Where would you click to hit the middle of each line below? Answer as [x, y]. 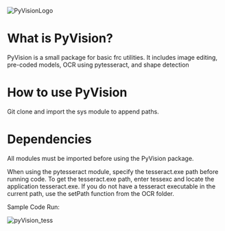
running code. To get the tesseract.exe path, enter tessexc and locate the [111, 179]
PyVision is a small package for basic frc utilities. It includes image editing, [113, 57]
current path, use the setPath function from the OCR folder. [91, 193]
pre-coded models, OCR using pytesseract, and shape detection [98, 65]
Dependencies [49, 139]
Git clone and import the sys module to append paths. [83, 111]
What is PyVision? [60, 38]
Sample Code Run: [34, 207]
